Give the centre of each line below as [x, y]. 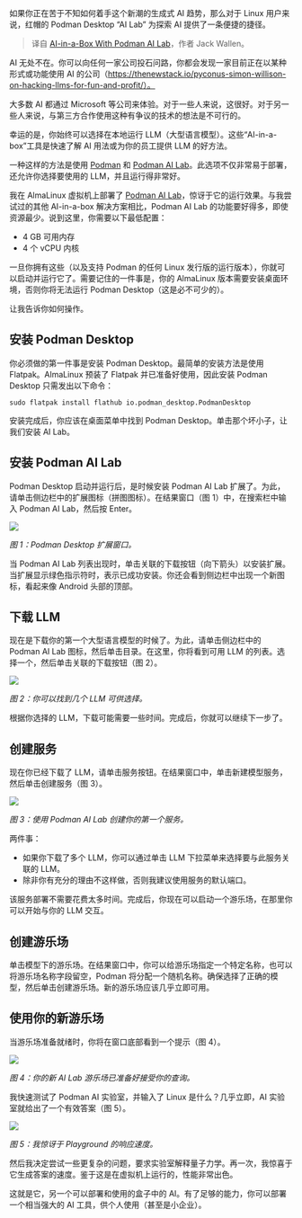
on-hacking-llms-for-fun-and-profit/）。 [82, 85]
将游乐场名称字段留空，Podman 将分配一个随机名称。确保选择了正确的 [140, 976]
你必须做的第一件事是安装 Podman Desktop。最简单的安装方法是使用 [137, 363]
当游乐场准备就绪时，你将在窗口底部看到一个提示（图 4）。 [117, 1042]
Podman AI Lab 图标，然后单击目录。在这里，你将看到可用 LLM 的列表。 [143, 652]
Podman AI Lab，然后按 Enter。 [78, 508]
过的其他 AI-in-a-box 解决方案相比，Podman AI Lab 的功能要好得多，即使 [153, 206]
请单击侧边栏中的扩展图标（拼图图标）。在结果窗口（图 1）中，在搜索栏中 [144, 497]
